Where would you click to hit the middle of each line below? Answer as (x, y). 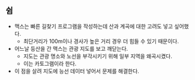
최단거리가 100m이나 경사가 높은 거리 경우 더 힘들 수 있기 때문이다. (101, 41)
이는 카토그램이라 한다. (50, 63)
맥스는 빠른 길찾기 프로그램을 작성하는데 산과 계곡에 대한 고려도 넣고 (94, 26)
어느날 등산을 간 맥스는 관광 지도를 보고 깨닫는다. (71, 48)
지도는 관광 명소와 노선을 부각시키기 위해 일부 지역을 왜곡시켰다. (97, 56)
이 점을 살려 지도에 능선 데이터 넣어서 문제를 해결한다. (76, 71)
